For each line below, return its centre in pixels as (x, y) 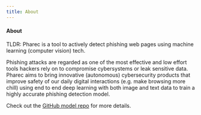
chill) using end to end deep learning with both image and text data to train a (100, 87)
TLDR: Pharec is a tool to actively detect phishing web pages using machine (100, 44)
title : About (22, 12)
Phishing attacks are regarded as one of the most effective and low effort (97, 62)
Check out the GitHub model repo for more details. (69, 105)
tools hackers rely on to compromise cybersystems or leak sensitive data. (97, 68)
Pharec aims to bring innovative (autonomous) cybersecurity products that (98, 75)
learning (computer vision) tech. (46, 50)
